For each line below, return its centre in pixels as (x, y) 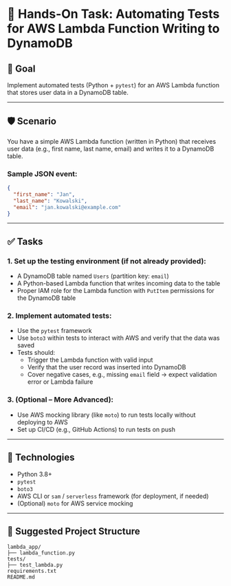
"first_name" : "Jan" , (44, 194)
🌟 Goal (21, 68)
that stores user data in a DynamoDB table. (68, 93)
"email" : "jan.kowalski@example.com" (67, 207)
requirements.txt (32, 571)
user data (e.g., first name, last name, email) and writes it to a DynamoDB (111, 149)
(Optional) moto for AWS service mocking (75, 503)
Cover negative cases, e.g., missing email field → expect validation (122, 375)
